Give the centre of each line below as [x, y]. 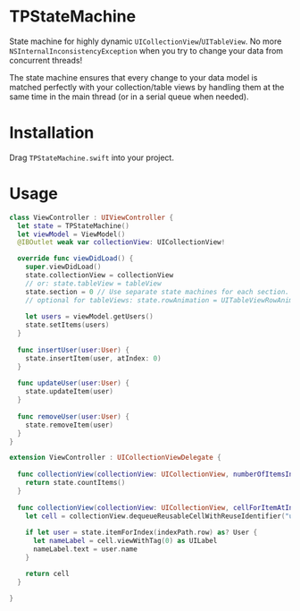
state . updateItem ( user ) [70, 392]
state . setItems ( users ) [67, 325]
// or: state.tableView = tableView [94, 284]
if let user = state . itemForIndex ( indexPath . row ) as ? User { [142, 533]
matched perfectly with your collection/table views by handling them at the [147, 87]
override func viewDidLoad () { [75, 259]
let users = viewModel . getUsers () [89, 317]
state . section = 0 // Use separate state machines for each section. [158, 292]
